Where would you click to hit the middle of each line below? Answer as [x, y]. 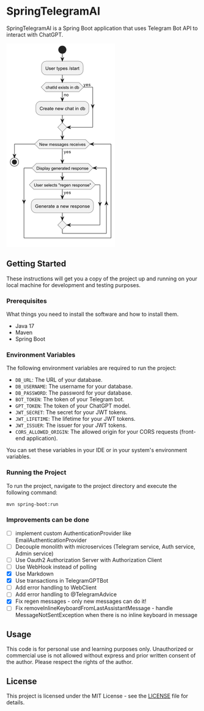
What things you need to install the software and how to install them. [93, 314]
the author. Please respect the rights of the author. [70, 662]
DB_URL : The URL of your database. [59, 380]
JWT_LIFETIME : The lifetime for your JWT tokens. [75, 419]
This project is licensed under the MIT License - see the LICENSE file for [97, 696]
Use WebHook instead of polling [56, 567]
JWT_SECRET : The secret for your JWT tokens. [71, 412]
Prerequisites [27, 301]
